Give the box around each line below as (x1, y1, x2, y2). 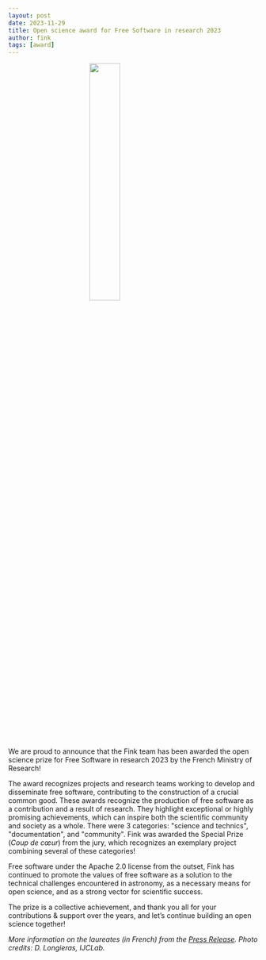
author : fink (8, 33, 51, 42)
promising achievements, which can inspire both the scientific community (8, 812, 249, 822)
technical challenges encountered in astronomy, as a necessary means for (8, 878, 251, 889)
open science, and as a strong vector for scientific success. (8, 887, 203, 897)
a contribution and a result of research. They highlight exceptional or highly (8, 804, 254, 814)
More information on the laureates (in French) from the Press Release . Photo (8, 935, 258, 944)
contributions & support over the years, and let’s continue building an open (8, 911, 252, 920)
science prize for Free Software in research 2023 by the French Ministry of (8, 755, 253, 765)
